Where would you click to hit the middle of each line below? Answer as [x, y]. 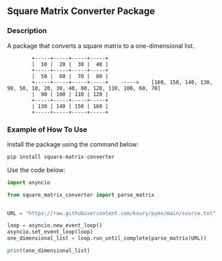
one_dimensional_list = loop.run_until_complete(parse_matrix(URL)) [107, 238]
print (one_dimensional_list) [49, 251]
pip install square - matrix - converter [61, 157]
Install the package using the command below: [73, 144]
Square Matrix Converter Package [81, 11]
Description [27, 31]
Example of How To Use [47, 129]
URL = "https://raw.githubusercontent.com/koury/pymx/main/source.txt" [111, 213]
